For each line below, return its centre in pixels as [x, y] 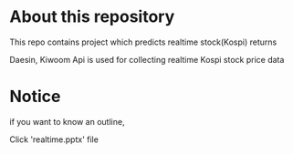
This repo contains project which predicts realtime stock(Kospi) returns [143, 42]
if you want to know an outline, [67, 121]
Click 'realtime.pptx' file [54, 139]
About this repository [92, 17]
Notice [35, 97]
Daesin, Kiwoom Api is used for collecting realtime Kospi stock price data [147, 59]
